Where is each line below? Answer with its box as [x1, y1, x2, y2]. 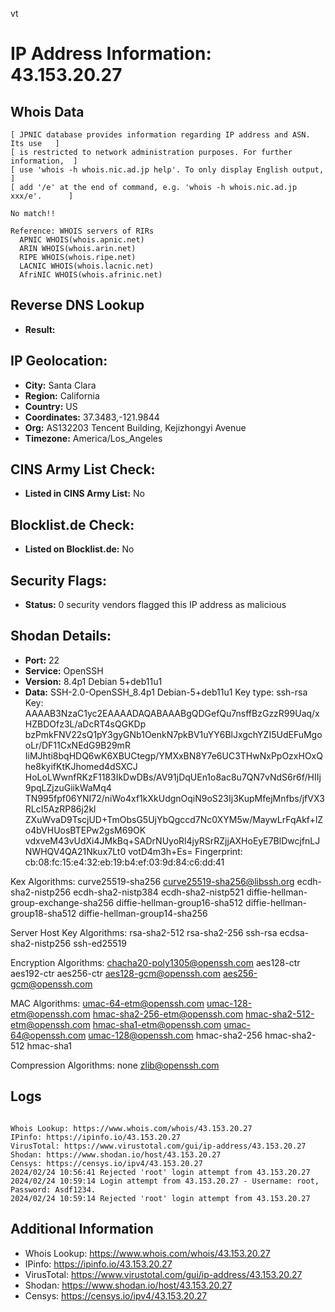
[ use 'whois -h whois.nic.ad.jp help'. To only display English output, [10, 165, 325, 175]
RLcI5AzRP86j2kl [24, 803, 97, 815]
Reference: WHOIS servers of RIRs [10, 226, 155, 236]
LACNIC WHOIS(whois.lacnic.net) [19, 261, 155, 271]
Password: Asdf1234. [10, 1184, 97, 1195]
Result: [24, 323, 56, 335]
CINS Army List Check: [10, 461, 156, 478]
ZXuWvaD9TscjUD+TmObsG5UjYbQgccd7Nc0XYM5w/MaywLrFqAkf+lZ [24, 813, 324, 825]
